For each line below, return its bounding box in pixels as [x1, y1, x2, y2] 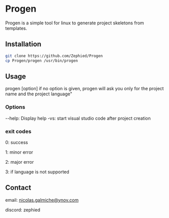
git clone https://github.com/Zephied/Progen [5, 53, 103, 58]
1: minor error [5, 149, 33, 155]
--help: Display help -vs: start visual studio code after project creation [5, 115, 151, 121]
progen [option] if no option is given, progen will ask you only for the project [5, 86, 164, 92]
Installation [5, 40, 41, 49]
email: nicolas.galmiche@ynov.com [5, 197, 79, 203]
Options [5, 103, 25, 111]
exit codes [5, 128, 32, 135]
